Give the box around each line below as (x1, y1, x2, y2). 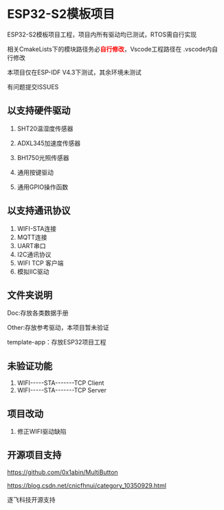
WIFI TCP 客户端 (16, 258, 64, 267)
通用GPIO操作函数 (16, 183, 69, 191)
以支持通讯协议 (7, 205, 71, 217)
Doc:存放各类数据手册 (7, 309, 69, 317)
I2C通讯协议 (16, 250, 52, 258)
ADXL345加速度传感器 (16, 139, 81, 147)
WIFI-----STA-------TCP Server (16, 386, 107, 395)
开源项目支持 (7, 450, 62, 461)
